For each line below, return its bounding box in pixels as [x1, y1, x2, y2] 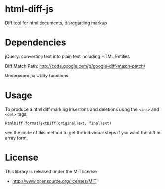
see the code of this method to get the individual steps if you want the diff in [5, 129, 161, 135]
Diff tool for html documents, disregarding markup [5, 20, 107, 26]
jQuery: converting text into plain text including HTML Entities [5, 53, 130, 59]
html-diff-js [5, 3, 54, 15]
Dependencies [5, 37, 66, 48]
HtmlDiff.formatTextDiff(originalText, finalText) [5, 121, 112, 126]
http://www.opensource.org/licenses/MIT [12, 178, 97, 184]
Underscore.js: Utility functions [5, 73, 69, 78]
